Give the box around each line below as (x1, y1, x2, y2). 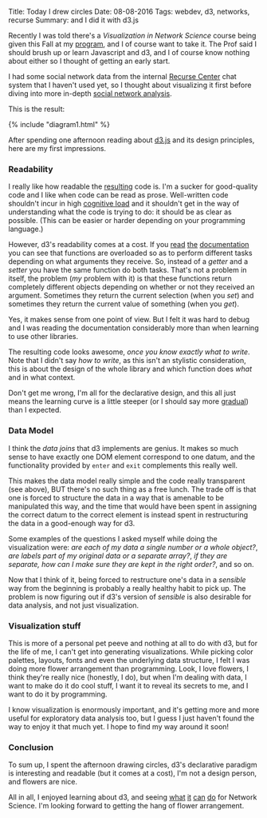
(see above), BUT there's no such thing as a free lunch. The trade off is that (8, 484, 257, 494)
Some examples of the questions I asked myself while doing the (8, 533, 218, 543)
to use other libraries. (8, 332, 79, 341)
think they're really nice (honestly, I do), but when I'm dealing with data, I (8, 672, 247, 682)
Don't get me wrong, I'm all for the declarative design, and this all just (8, 388, 237, 398)
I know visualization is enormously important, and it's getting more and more (8, 704, 260, 714)
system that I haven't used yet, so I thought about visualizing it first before (8, 80, 252, 90)
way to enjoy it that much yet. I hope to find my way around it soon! (8, 721, 230, 731)
